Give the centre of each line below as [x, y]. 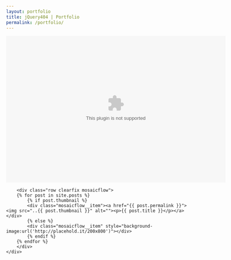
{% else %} [40, 221]
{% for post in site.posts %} [54, 195]
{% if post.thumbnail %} [57, 201]
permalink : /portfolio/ [35, 22]
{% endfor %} [32, 242]
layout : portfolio [28, 11]
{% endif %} [42, 237]
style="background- [129, 227]
